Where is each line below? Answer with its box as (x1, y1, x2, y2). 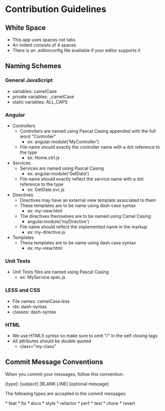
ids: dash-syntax (12, 303, 47, 309)
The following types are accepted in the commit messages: (5, 390, 127, 396)
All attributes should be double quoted (12, 338, 91, 344)
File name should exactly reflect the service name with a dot (19, 176, 144, 182)
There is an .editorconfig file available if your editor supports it (12, 48, 141, 53)
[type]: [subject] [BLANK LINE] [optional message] (5, 380, 109, 386)
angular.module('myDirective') (27, 218, 90, 224)
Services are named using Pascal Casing (19, 165, 104, 171)
